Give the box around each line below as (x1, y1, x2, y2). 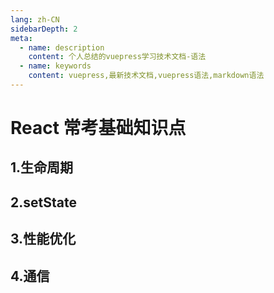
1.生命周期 (10, 159, 74, 176)
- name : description (19, 42, 105, 53)
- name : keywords (19, 61, 92, 71)
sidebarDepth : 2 (10, 24, 78, 34)
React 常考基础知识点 (10, 117, 187, 140)
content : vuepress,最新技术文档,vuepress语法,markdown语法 (28, 71, 265, 81)
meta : (10, 33, 33, 43)
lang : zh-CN (10, 14, 60, 25)
